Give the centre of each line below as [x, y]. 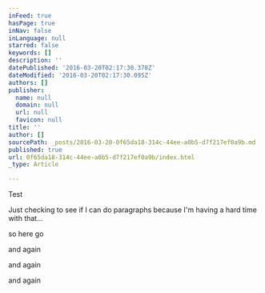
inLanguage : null [37, 38]
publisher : [26, 90]
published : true [35, 150]
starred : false [34, 46]
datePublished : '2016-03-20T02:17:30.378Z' [82, 68]
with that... [26, 219]
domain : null [37, 105]
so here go [26, 234]
